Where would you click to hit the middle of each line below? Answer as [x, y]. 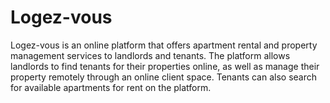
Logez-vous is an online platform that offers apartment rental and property [164, 45]
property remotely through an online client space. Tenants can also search [164, 77]
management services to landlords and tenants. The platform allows [150, 55]
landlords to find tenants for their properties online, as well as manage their [165, 66]
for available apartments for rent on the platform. [111, 87]
